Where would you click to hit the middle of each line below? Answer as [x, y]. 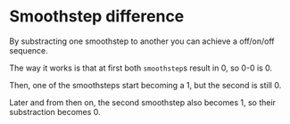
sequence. [29, 50]
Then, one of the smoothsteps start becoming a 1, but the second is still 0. [145, 85]
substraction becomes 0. [55, 112]
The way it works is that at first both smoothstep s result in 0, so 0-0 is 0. [141, 68]
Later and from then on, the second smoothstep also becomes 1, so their [143, 102]
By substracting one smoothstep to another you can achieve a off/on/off [142, 41]
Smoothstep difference [97, 17]
